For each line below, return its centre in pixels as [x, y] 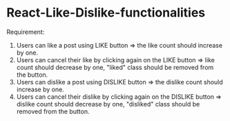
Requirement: [26, 32]
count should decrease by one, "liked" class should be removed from [115, 67]
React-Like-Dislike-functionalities [106, 13]
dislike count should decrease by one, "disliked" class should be [108, 104]
